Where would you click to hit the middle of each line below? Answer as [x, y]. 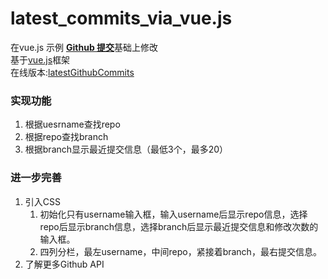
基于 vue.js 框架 [40, 59]
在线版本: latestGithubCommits [72, 72]
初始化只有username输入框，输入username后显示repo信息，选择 [173, 214]
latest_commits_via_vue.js [121, 18]
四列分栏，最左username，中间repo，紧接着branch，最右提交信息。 [180, 251]
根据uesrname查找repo [72, 124]
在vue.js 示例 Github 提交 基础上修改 [84, 47]
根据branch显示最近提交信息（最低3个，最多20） [126, 149]
